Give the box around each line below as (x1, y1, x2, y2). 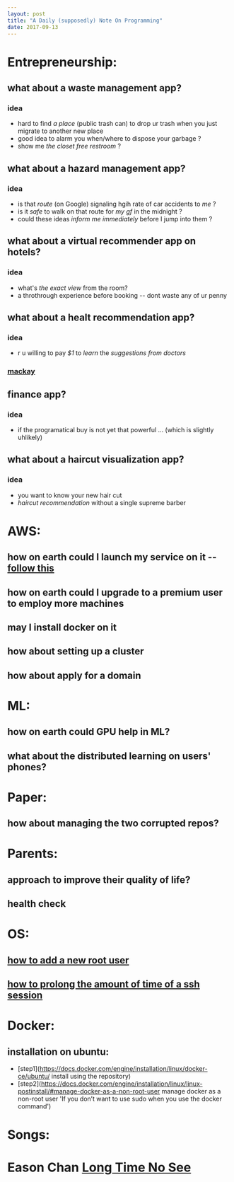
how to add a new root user (7, 954, 129, 966)
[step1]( (17, 1065, 40, 1073)
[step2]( (17, 1079, 42, 1088)
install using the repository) (51, 1072, 131, 1081)
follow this (7, 562, 54, 574)
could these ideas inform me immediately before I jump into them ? (17, 214, 213, 223)
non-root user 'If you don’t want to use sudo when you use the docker (17, 1094, 223, 1103)
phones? (7, 761, 47, 773)
